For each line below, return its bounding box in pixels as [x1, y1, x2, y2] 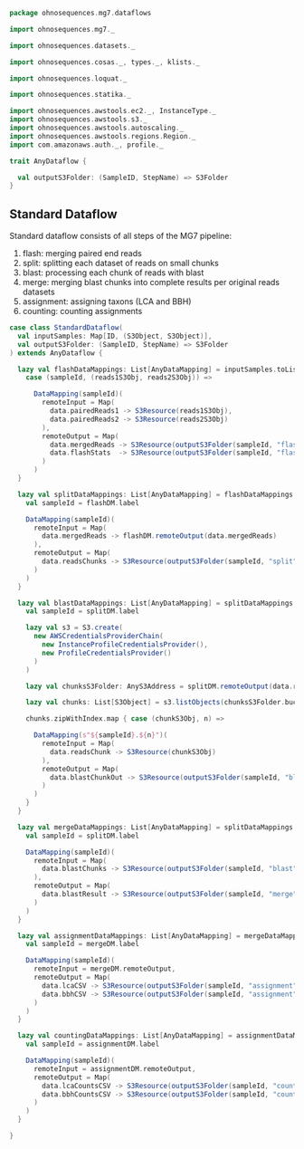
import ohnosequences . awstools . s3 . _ [9, 115, 147, 124]
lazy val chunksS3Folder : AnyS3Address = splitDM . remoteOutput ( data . [25, 682, 294, 691]
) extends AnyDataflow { [9, 349, 103, 358]
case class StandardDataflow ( [9, 323, 124, 332]
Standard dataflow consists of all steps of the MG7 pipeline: [9, 231, 233, 242]
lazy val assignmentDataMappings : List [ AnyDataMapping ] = [17, 931, 242, 941]
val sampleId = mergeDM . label [25, 940, 140, 949]
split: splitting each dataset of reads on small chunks [22, 258, 219, 269]
